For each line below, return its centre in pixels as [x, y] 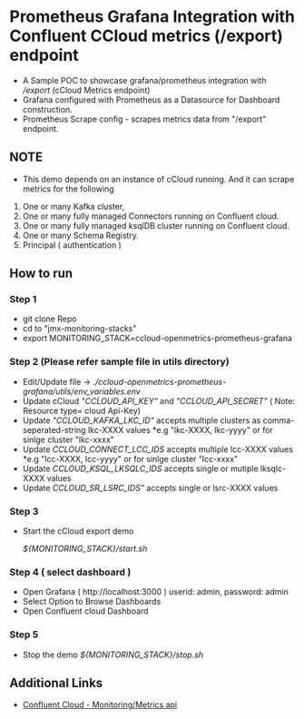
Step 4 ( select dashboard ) [70, 572]
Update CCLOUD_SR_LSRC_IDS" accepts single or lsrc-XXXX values [150, 488]
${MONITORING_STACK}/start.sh [85, 549]
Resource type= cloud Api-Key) [81, 410]
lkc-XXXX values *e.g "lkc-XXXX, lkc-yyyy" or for [181, 429]
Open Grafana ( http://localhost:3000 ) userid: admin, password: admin [155, 592]
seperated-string [54, 429]
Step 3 [24, 511]
